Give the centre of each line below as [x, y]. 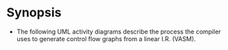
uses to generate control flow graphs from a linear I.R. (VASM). [106, 38]
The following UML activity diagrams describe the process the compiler [119, 32]
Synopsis [34, 13]
